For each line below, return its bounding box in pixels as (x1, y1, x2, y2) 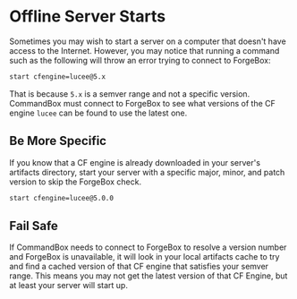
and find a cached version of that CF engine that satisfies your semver (9, 261, 269, 272)
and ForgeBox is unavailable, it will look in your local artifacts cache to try (9, 252, 280, 262)
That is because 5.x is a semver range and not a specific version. (9, 88, 250, 99)
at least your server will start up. (9, 280, 128, 291)
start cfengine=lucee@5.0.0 (9, 193, 115, 202)
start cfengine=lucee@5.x (9, 72, 106, 81)
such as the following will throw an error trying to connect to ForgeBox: (9, 55, 271, 65)
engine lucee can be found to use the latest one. (9, 107, 188, 118)
